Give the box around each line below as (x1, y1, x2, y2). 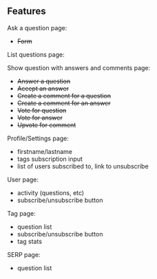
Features (7, 5, 46, 17)
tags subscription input (17, 155, 83, 163)
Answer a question (17, 77, 71, 85)
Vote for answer (17, 113, 63, 122)
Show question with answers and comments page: (7, 63, 151, 71)
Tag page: (7, 209, 36, 217)
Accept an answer (17, 84, 69, 92)
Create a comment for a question (17, 91, 112, 100)
